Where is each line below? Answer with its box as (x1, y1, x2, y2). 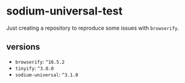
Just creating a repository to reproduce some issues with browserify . (6, 24, 180, 32)
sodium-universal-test (6, 4, 123, 18)
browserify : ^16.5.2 (15, 58, 65, 65)
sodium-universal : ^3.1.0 (15, 71, 79, 78)
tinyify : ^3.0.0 (15, 64, 54, 71)
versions (6, 42, 41, 52)
